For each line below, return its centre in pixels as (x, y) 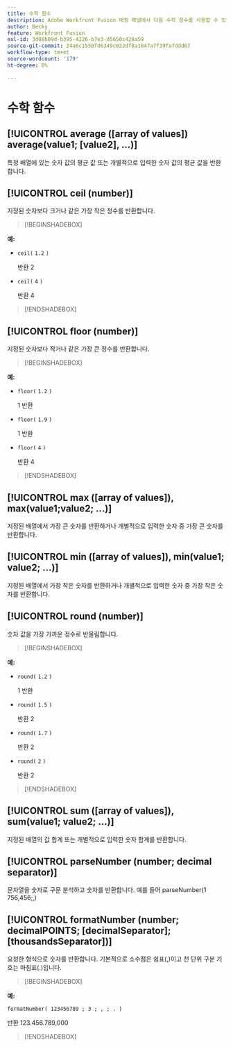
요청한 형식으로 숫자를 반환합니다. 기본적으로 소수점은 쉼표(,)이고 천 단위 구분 (111, 959)
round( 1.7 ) (35, 733)
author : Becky (28, 26)
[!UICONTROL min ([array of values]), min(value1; (116, 557)
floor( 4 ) (32, 448)
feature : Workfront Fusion (46, 33)
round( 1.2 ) (35, 677)
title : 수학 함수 (29, 14)
